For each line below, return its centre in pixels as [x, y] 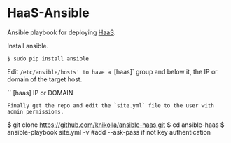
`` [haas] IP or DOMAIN [40, 93]
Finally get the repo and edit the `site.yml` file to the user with [111, 105]
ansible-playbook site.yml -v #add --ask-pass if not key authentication [109, 132]
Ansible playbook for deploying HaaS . [62, 32]
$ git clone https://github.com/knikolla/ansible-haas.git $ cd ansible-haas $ [116, 125]
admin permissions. [36, 111]
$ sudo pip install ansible [48, 59]
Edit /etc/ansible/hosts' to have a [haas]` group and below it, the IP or [113, 71]
